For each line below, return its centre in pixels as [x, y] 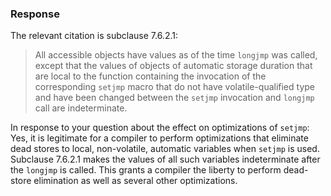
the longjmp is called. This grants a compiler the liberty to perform [146, 170]
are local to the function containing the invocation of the [150, 76]
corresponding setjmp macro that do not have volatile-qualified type [175, 87]
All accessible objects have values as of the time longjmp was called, [176, 55]
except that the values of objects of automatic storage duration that [173, 66]
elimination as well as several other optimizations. [135, 181]
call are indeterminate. [81, 108]
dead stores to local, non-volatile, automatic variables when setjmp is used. [165, 149]
